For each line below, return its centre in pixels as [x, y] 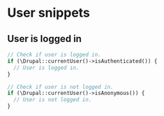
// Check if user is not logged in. [60, 87]
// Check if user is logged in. [54, 55]
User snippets [49, 13]
